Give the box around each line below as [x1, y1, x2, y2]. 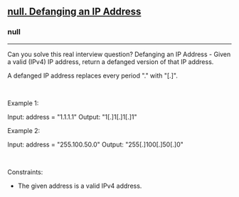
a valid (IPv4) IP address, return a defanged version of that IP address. [7, 57, 214, 66]
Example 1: [7, 99, 39, 107]
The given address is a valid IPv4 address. [17, 181, 142, 190]
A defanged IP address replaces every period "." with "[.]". [7, 71, 178, 80]
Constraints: [7, 167, 43, 176]
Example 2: [7, 126, 41, 134]
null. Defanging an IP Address [7, 6, 142, 18]
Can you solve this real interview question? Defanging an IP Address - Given [7, 50, 231, 58]
